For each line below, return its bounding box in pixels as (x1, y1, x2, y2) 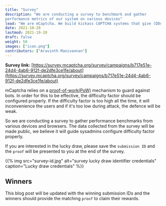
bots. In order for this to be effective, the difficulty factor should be (5, 92, 141, 99)
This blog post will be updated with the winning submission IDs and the (5, 190, 150, 196)
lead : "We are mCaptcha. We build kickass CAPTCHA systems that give (5, 21, 152, 26)
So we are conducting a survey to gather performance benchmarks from (5, 118, 153, 124)
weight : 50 (5, 39, 28, 44)
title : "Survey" (5, 7, 39, 12)
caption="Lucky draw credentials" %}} (5, 163, 84, 169)
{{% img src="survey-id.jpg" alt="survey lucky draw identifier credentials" (5, 158, 157, 164)
